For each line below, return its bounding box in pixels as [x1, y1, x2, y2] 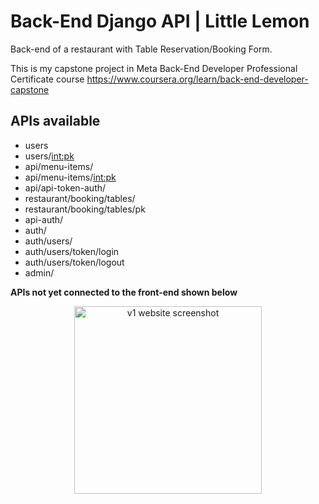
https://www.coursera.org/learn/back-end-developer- [86, 73, 309, 85]
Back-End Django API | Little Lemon [10, 10, 310, 33]
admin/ [24, 266, 55, 279]
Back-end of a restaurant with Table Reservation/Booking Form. [10, 43, 273, 55]
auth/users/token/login [24, 245, 120, 257]
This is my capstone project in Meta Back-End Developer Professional [10, 62, 298, 74]
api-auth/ [24, 213, 64, 225]
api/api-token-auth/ [24, 181, 107, 194]
